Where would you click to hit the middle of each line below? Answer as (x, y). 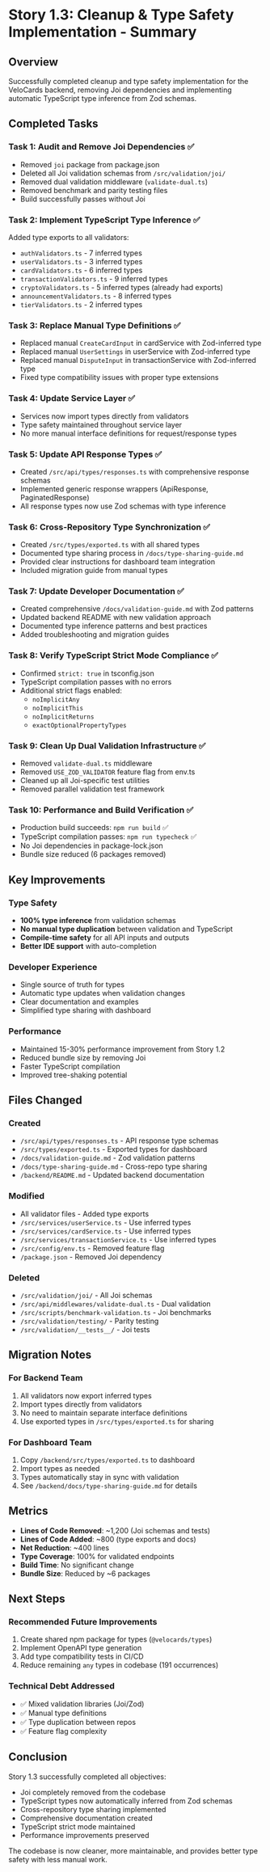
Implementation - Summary (103, 32)
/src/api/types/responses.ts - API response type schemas (119, 1140)
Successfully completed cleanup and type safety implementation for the (129, 81)
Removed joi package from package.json (90, 164)
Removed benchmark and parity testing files (94, 190)
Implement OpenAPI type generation (81, 1648)
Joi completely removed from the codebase (93, 1792)
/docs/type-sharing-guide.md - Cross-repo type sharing (114, 1166)
